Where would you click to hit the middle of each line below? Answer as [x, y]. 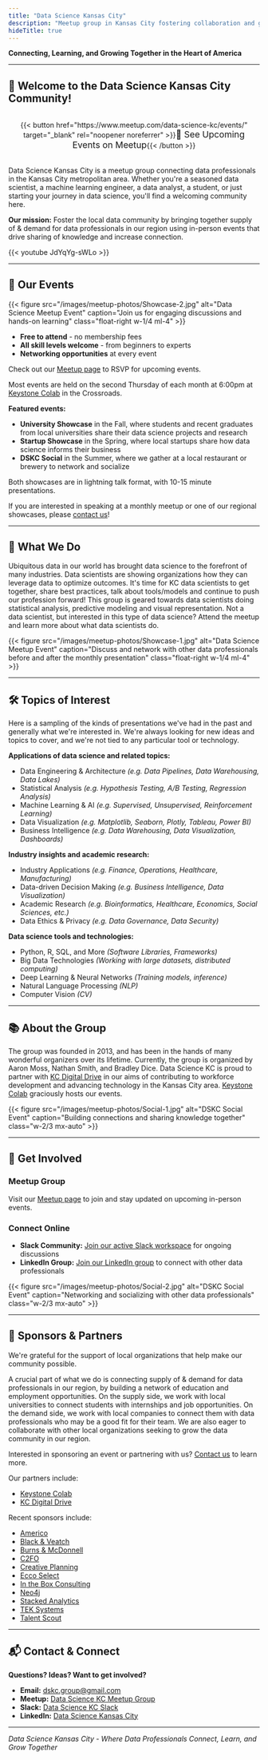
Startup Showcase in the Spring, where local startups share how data [135, 441]
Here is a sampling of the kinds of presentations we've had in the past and [130, 723]
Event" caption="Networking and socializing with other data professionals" [132, 1295]
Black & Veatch [45, 1541]
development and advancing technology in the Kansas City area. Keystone [131, 1085]
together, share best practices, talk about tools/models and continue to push [134, 591]
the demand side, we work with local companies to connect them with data [132, 1413]
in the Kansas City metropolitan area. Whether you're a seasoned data [124, 179]
